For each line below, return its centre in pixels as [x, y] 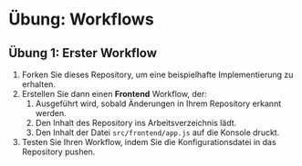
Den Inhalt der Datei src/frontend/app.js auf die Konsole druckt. [157, 132]
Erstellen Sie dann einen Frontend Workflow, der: [114, 94]
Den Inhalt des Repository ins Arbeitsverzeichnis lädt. [136, 123]
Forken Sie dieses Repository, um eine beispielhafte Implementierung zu [157, 74]
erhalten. [39, 84]
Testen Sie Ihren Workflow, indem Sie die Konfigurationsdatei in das [149, 142]
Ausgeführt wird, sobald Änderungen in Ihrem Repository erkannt [158, 103]
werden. [51, 113]
